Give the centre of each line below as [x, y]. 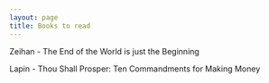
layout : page [34, 17]
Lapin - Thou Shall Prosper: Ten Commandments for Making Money [135, 69]
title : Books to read [50, 26]
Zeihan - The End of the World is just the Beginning [105, 51]
